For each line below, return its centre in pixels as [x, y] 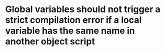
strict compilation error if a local [73, 20]
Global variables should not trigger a [83, 9]
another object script [50, 42]
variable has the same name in [70, 31]
